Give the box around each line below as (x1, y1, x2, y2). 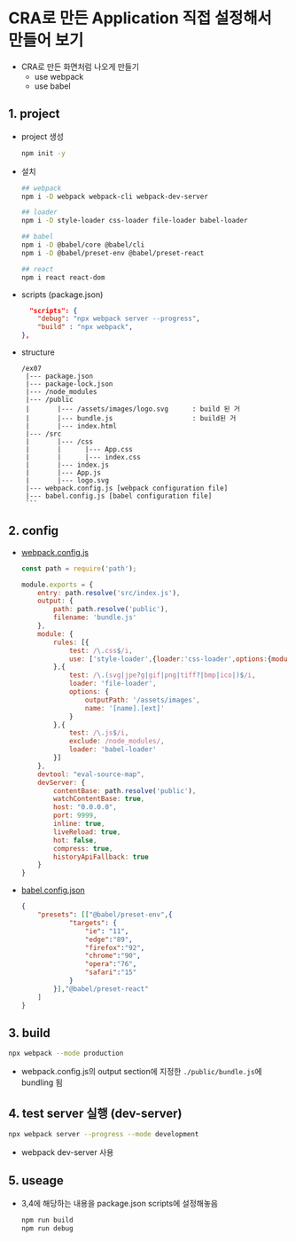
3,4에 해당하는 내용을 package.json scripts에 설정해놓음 (20, 1198, 219, 1208)
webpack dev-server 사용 (20, 1146, 114, 1158)
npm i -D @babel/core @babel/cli (20, 240, 145, 249)
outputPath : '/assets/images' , (84, 696, 200, 704)
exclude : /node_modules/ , (68, 737, 165, 746)
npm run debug (20, 1223, 74, 1233)
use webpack (34, 71, 84, 82)
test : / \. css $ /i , (68, 646, 134, 655)
